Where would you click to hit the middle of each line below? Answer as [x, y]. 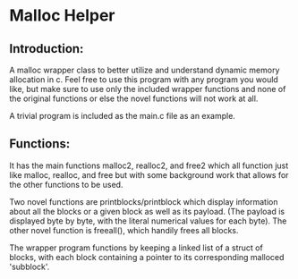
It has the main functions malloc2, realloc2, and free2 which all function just [149, 165]
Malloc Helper [62, 16]
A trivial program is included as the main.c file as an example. [122, 116]
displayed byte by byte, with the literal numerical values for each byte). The [148, 221]
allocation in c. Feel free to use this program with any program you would [144, 80]
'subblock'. [30, 266]
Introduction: [47, 49]
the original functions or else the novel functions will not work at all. [134, 98]
